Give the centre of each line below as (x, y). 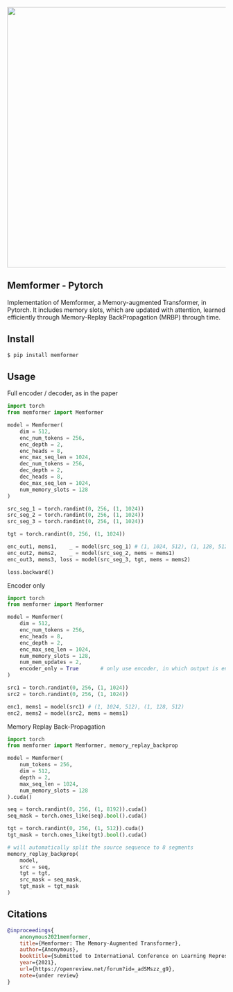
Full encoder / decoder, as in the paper (63, 393)
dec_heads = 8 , (42, 477)
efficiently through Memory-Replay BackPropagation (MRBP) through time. (114, 317)
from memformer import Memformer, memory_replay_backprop (93, 746)
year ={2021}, (38, 963)
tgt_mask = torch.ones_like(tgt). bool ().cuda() (77, 835)
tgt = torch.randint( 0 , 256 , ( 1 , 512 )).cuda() (76, 829)
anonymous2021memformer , (55, 937)
